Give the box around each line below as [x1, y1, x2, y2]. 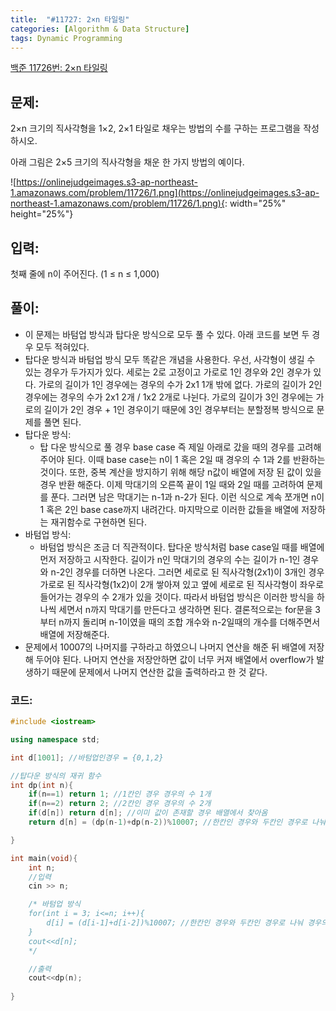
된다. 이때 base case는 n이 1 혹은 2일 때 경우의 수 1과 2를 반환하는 [66, 453, 326, 465]
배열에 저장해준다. [39, 628, 110, 640]
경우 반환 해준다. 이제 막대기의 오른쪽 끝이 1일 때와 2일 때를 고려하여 [39, 478, 305, 490]
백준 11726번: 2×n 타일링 [10, 62, 108, 74]
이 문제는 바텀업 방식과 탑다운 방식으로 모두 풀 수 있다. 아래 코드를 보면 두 [24, 328, 310, 340]
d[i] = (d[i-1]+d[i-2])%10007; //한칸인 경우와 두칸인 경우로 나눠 [46, 918, 304, 928]
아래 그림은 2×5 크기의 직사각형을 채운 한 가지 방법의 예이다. [10, 156, 245, 168]
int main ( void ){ [10, 853, 78, 863]
